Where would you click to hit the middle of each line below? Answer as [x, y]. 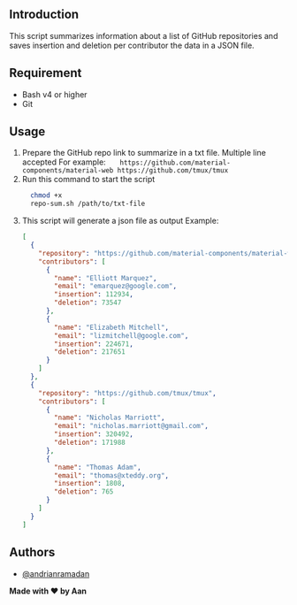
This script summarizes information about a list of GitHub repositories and [144, 35]
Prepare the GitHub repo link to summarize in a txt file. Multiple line [144, 153]
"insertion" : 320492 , [94, 434]
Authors [32, 552]
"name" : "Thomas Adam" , [98, 467]
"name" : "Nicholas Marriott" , [110, 418]
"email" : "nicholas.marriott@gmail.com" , [132, 426]
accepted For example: [64, 162]
